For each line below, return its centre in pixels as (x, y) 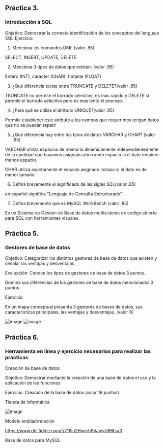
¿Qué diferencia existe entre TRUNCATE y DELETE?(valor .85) (75, 86)
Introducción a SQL (28, 22)
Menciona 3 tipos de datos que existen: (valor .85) (63, 67)
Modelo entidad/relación (30, 421)
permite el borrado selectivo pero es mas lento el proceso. (64, 101)
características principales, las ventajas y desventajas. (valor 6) (69, 312)
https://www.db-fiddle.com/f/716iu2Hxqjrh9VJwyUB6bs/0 (64, 431)
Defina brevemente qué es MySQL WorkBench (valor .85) (70, 203)
